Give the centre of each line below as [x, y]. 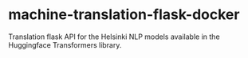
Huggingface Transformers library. [65, 44]
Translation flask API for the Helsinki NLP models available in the [114, 37]
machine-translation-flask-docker [124, 15]
